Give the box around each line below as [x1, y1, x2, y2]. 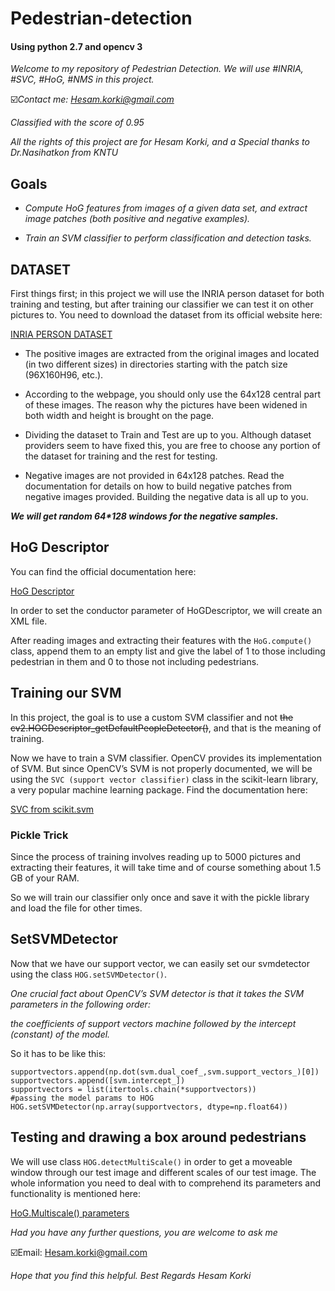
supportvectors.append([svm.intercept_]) [10, 1075, 186, 1086]
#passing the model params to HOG [10, 1093, 155, 1103]
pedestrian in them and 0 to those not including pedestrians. [10, 655, 260, 667]
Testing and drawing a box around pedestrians [10, 1129, 307, 1146]
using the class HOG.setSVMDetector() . [10, 968, 168, 980]
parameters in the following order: [10, 998, 151, 1010]
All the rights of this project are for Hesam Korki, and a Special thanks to [10, 136, 310, 148]
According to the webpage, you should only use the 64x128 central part [24, 388, 322, 401]
